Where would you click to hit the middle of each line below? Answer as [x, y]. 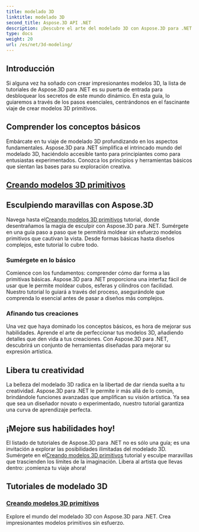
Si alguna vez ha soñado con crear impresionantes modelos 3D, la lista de [96, 83]
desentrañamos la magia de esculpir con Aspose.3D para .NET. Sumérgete [97, 225]
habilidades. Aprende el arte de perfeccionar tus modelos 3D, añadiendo [95, 333]
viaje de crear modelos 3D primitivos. [52, 108]
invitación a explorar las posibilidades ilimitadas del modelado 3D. [86, 449]
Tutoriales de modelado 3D [57, 487]
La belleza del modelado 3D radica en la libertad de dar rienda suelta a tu [96, 385]
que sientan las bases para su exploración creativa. [69, 166]
